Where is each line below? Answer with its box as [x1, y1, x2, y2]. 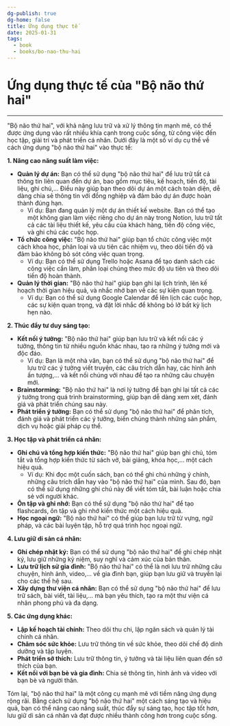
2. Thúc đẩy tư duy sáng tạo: [7, 321, 90, 329]
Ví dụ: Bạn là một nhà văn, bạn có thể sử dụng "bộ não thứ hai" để [27, 356, 214, 364]
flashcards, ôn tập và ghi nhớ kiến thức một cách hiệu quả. [16, 506, 183, 514]
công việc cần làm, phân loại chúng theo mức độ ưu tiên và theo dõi [27, 264, 219, 273]
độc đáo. [16, 349, 42, 357]
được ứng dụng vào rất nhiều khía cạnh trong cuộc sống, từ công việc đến [7, 128, 217, 137]
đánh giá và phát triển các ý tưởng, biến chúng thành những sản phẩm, [16, 414, 218, 423]
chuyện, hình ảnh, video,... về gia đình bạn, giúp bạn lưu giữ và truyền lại [16, 569, 222, 577]
